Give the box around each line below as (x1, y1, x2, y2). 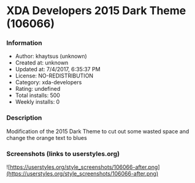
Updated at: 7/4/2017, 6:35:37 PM (15, 66, 101, 73)
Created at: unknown (15, 59, 69, 66)
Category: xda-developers (15, 79, 82, 86)
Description (6, 114, 42, 122)
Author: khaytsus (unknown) (15, 53, 87, 60)
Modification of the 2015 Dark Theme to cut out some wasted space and (6, 127, 189, 135)
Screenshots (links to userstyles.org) (6, 149, 120, 158)
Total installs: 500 (15, 91, 60, 99)
